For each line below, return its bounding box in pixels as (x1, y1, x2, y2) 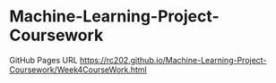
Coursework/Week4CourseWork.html (9, 64, 147, 75)
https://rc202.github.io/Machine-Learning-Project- (79, 54, 267, 65)
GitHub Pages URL (9, 54, 78, 65)
